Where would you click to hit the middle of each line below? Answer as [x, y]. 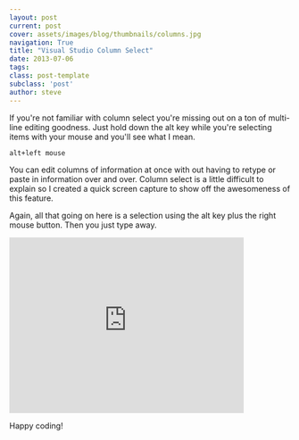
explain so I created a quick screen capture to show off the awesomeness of [150, 188]
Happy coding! [37, 426]
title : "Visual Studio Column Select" [81, 51]
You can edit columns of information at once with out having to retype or [143, 170]
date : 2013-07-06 [42, 59]
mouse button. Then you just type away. [83, 225]
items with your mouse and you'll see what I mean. [103, 137]
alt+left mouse [37, 153]
